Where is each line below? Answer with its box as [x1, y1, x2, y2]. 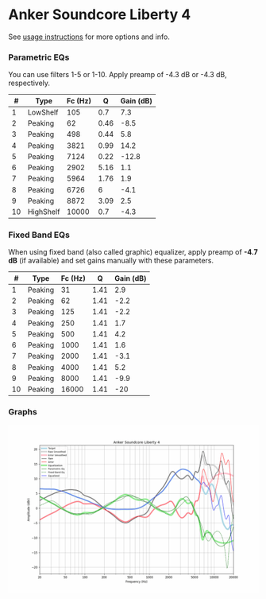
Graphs [8, 406, 37, 418]
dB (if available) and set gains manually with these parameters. [8, 256, 214, 266]
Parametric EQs [8, 52, 70, 63]
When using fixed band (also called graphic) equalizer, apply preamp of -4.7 [8, 247, 258, 257]
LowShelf [27, 107, 59, 117]
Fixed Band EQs [8, 229, 70, 240]
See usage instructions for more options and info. [8, 32, 171, 41]
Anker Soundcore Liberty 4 [8, 6, 191, 24]
